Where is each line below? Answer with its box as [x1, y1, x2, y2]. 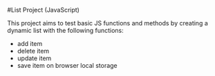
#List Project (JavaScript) [7, 6, 80, 14]
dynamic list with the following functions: [7, 27, 124, 34]
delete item [17, 47, 50, 55]
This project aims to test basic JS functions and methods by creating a [7, 19, 209, 27]
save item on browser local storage [17, 62, 118, 69]
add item [17, 40, 43, 47]
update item [17, 54, 52, 62]
